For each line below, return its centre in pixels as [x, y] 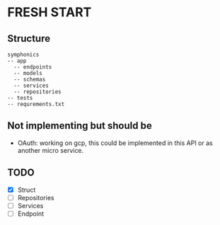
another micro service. [51, 150]
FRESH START [50, 12]
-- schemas [30, 79]
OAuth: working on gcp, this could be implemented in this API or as [115, 143]
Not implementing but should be [80, 126]
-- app [17, 61]
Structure [29, 39]
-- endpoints [33, 67]
